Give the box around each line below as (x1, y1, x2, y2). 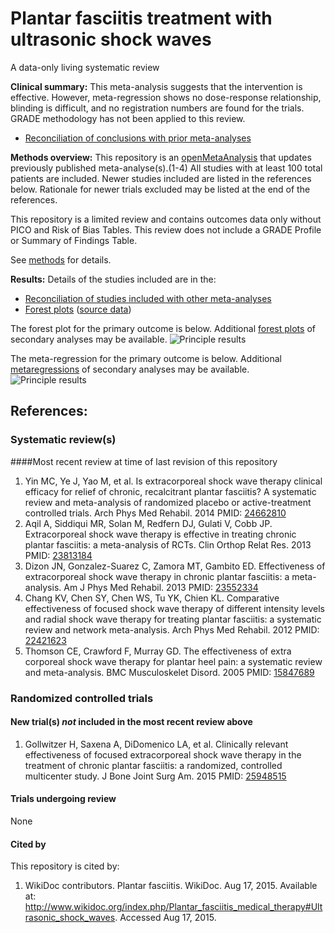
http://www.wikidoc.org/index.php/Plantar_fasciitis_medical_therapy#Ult (24, 901, 323, 913)
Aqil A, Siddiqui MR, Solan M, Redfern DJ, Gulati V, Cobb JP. (24, 517, 273, 529)
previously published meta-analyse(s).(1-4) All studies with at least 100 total (10, 162, 323, 174)
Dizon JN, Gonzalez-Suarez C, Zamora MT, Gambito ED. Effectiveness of (24, 560, 326, 572)
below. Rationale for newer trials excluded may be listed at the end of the (10, 183, 311, 195)
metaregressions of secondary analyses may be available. (10, 363, 250, 375)
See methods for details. (10, 253, 112, 266)
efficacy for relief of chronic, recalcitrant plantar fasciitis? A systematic (24, 485, 317, 497)
